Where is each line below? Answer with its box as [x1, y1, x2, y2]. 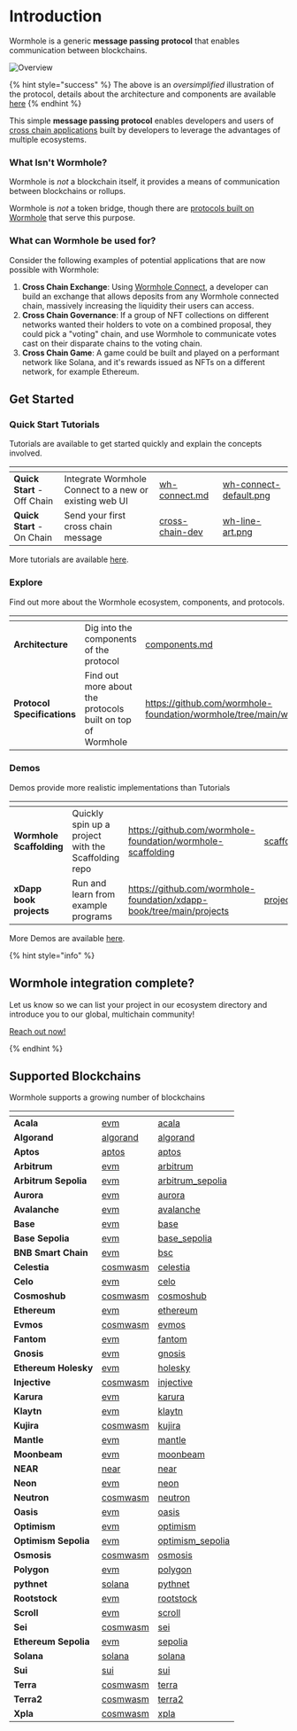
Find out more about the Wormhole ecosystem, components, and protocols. [9, 596, 286, 607]
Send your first [64, 510, 126, 522]
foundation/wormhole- [127, 835, 224, 847]
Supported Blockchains [9, 1069, 141, 1084]
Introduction [9, 6, 103, 27]
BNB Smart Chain [13, 1247, 88, 1259]
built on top [84, 713, 133, 726]
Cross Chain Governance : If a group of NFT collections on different [21, 309, 270, 320]
